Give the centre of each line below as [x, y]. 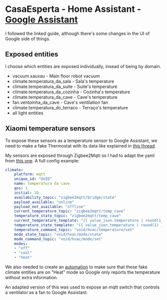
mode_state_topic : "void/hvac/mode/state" [59, 234]
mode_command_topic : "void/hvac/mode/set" [59, 239]
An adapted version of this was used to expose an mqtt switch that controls [83, 287]
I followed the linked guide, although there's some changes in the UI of [78, 33]
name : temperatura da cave [42, 184]
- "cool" [23, 253]
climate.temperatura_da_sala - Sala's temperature [63, 81]
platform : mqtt [30, 174]
